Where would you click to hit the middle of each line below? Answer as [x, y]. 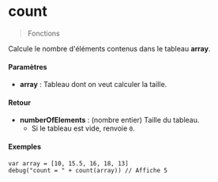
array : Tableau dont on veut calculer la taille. [93, 85]
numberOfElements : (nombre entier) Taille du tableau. [109, 120]
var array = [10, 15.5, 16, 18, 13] [68, 163]
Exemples [25, 146]
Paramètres [28, 66]
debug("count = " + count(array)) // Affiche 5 [88, 170]
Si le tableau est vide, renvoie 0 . [83, 128]
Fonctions [44, 33]
